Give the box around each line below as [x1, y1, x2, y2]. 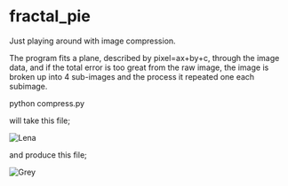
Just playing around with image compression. [9, 35, 176, 46]
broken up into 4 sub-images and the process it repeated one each [9, 71, 255, 81]
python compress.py [9, 97, 85, 108]
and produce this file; [9, 149, 87, 160]
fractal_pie [9, 6, 91, 27]
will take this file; [9, 115, 71, 126]
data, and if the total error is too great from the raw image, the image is [9, 62, 269, 73]
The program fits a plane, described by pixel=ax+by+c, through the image [9, 52, 280, 63]
